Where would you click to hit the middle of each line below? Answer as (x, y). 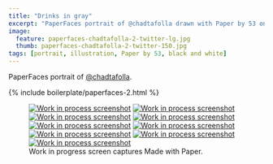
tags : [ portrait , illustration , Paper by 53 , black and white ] (118, 54)
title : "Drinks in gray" (50, 16)
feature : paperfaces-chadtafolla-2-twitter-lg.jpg (103, 39)
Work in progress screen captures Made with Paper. (116, 151)
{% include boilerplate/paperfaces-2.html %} (84, 93)
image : (19, 31)
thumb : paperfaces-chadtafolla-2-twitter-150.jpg (101, 46)
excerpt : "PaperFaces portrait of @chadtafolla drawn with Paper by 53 (132, 24)
